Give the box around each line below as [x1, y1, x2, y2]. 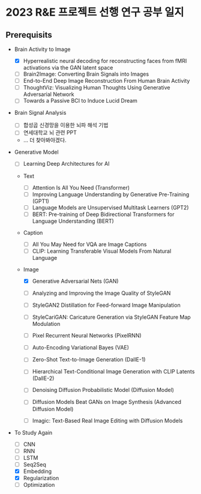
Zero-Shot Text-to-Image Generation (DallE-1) [32, 356, 146, 363]
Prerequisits [5, 29, 52, 40]
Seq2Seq [23, 460, 46, 468]
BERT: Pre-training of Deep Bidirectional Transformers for [32, 211, 175, 218]
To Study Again [14, 429, 53, 436]
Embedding [23, 468, 52, 475]
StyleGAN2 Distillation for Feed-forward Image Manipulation [32, 301, 181, 309]
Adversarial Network [23, 91, 74, 98]
